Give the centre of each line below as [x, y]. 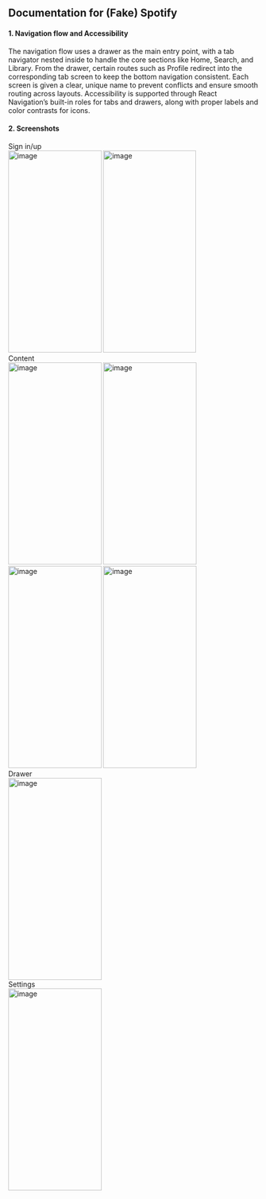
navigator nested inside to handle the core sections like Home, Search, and [131, 60]
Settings [22, 984]
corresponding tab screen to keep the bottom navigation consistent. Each [128, 76]
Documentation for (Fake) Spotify [93, 13]
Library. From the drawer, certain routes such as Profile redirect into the [125, 68]
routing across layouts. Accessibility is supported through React [113, 93]
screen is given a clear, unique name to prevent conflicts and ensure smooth [133, 85]
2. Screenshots [34, 129]
